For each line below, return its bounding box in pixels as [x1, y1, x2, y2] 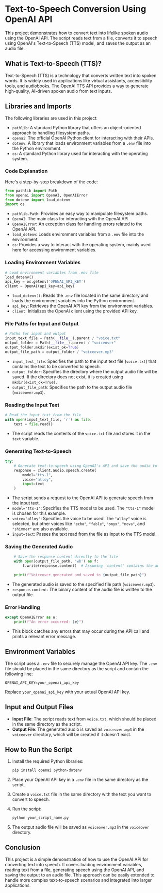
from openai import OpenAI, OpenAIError [5, 193, 88, 198]
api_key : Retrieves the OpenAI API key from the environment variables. [12, 303, 154, 309]
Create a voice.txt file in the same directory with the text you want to [12, 791, 151, 797]
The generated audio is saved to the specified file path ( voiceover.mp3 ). [12, 581, 155, 587]
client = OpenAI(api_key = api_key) [5, 284, 75, 289]
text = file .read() [14, 422, 53, 427]
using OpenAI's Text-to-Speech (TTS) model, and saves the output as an [5, 40, 151, 46]
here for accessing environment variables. [12, 247, 97, 253]
